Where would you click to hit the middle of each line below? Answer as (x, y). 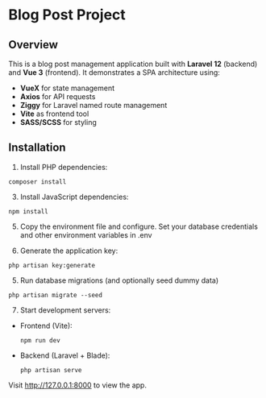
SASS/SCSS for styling (58, 122)
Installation (37, 148)
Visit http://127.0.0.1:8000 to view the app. (78, 385)
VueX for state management (67, 88)
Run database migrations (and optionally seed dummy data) (119, 280)
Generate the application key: (69, 251)
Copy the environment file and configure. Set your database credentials (139, 226)
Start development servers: (65, 310)
